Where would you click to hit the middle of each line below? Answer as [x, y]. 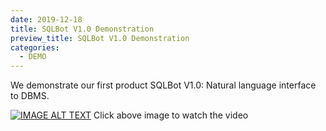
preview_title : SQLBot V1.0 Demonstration [100, 38]
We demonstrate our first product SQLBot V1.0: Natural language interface [163, 85]
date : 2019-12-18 [46, 19]
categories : [35, 47]
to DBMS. [30, 96]
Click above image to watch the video [171, 115]
